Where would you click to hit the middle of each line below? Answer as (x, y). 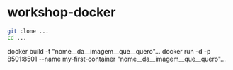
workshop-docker (62, 12)
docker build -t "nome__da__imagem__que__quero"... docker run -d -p (109, 51)
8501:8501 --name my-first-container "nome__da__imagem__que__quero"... (117, 59)
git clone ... (28, 31)
